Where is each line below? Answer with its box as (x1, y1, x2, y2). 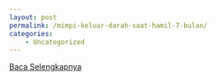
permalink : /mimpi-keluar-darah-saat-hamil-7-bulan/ (9, 21, 208, 30)
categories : (9, 29, 53, 38)
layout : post (9, 12, 58, 22)
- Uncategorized (25, 37, 86, 47)
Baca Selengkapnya (9, 62, 82, 72)
